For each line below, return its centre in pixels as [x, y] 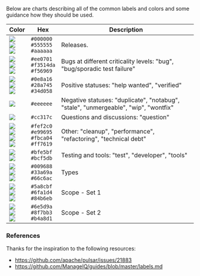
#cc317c [41, 117]
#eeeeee [41, 104]
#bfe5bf [41, 152]
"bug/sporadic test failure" [98, 69]
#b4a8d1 [41, 218]
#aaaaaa [41, 51]
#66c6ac [41, 178]
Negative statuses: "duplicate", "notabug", [120, 100]
